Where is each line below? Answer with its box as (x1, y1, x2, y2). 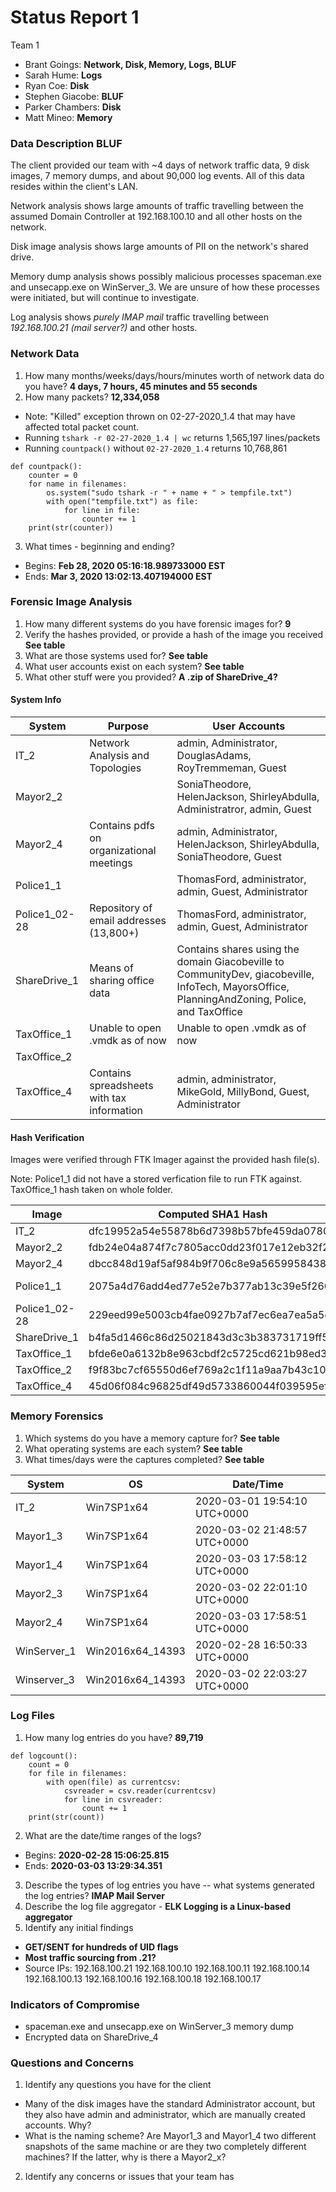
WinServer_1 (15, 1644, 77, 1658)
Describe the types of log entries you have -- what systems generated (24, 1879, 315, 1891)
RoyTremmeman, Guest (176, 761, 287, 775)
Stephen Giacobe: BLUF (24, 90, 125, 102)
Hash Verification (10, 1131, 85, 1143)
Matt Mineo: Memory (24, 111, 113, 123)
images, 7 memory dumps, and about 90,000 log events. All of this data (10, 170, 305, 182)
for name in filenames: (28, 479, 128, 489)
